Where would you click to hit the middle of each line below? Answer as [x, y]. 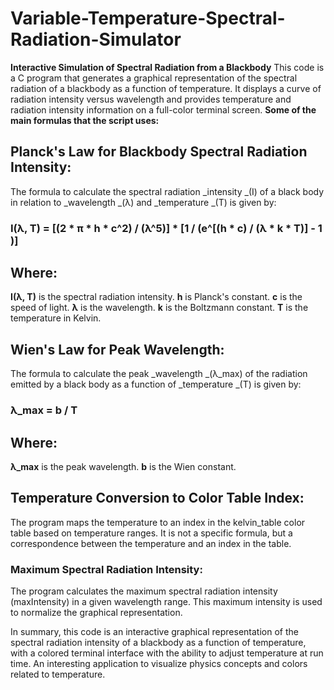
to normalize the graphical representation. [96, 613]
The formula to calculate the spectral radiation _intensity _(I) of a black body [167, 191]
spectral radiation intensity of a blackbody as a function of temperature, [158, 643]
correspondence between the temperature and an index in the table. [151, 543]
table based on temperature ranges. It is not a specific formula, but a [151, 533]
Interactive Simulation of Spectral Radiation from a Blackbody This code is [167, 67]
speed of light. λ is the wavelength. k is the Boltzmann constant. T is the [159, 308]
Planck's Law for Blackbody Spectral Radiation [159, 152]
